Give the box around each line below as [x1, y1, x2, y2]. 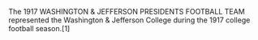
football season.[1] [8, 24, 71, 33]
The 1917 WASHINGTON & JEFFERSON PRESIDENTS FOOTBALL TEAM [8, 7, 245, 16]
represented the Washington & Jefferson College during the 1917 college [8, 15, 251, 25]
